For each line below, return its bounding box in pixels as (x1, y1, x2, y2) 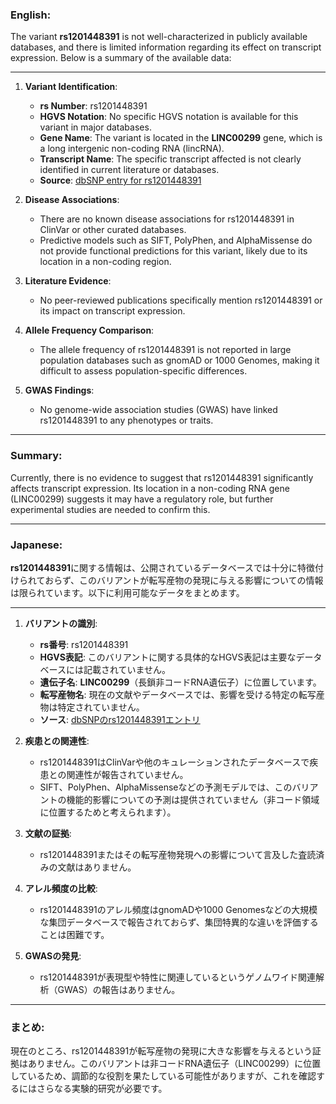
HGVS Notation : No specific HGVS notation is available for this (39, 111, 299, 123)
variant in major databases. (39, 121, 152, 133)
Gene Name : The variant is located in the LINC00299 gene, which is (39, 132, 323, 144)
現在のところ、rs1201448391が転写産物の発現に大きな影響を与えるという (10, 1045, 313, 1057)
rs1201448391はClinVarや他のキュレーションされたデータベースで (39, 756, 310, 768)
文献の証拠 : (24, 827, 72, 839)
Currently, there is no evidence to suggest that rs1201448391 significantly (10, 471, 314, 483)
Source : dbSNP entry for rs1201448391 (39, 174, 202, 187)
